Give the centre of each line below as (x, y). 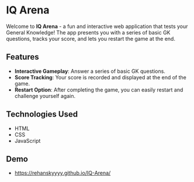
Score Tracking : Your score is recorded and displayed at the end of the (101, 77)
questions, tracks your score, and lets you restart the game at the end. (91, 38)
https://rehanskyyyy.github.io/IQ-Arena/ (63, 173)
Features (22, 57)
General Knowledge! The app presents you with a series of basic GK (88, 32)
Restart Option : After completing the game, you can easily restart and (99, 90)
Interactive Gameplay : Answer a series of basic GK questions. (90, 71)
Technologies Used (42, 114)
